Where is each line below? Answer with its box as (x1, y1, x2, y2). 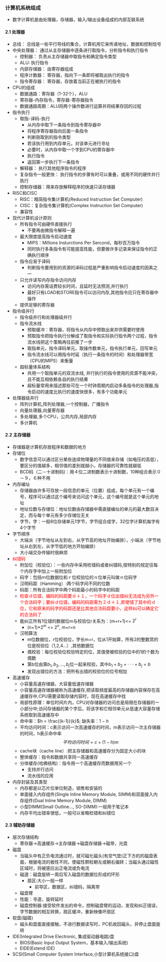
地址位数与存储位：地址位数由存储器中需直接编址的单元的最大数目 (19, 506, 155, 512)
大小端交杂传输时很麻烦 (19, 549, 68, 555)
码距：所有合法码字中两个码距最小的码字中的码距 (19, 587, 120, 592)
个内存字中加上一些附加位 (19, 568, 72, 574)
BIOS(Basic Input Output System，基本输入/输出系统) (19, 940, 128, 946)
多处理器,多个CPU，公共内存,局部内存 (19, 413, 97, 419)
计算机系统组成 (5, 4, 41, 11)
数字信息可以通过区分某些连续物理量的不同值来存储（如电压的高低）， (19, 456, 161, 462)
